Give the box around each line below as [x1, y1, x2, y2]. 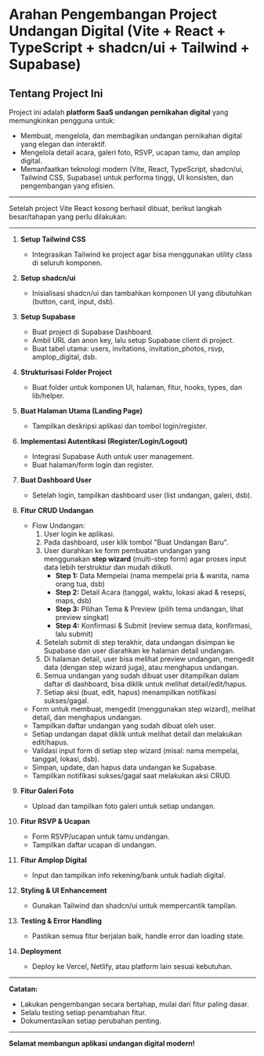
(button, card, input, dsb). [31, 297, 115, 306]
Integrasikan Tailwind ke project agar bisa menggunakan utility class [31, 249, 253, 259]
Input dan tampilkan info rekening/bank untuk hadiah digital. [31, 871, 226, 879]
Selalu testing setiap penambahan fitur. [20, 1008, 147, 1017]
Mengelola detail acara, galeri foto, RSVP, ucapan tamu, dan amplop [20, 147, 241, 157]
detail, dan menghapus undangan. [31, 712, 143, 722]
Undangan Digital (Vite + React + [9, 22, 226, 40]
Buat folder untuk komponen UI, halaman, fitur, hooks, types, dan [31, 383, 242, 391]
